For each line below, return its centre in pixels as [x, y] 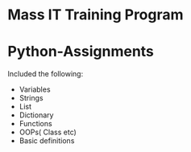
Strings [31, 98]
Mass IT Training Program [95, 15]
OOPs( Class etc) [48, 132]
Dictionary [36, 115]
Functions [36, 124]
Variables [35, 89]
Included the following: [46, 74]
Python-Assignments [81, 52]
